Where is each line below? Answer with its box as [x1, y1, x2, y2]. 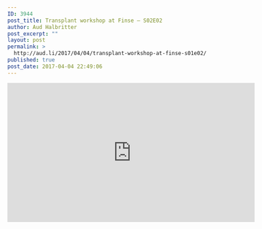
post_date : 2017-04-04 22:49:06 [7, 63, 102, 70]
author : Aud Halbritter [7, 23, 78, 30]
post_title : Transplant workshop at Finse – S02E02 [7, 17, 162, 24]
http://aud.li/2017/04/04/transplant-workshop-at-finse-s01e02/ [13, 50, 207, 57]
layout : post [7, 37, 46, 44]
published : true [7, 57, 55, 64]
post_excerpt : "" [7, 30, 59, 37]
